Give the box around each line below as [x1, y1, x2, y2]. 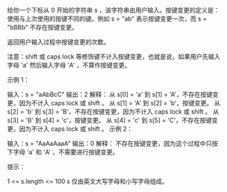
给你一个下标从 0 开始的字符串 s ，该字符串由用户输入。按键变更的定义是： [7, 6, 220, 14]
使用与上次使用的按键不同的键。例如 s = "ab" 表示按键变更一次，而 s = [7, 14, 208, 23]
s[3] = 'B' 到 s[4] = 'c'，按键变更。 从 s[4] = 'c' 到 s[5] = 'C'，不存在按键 [7, 116, 212, 124]
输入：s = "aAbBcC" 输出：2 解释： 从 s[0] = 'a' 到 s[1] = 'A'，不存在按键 [7, 90, 213, 98]
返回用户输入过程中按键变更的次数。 [7, 38, 110, 46]
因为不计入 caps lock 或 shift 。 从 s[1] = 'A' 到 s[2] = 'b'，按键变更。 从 [19, 99, 221, 107]
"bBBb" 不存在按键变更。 [7, 23, 78, 31]
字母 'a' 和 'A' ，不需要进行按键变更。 [12, 148, 119, 156]
